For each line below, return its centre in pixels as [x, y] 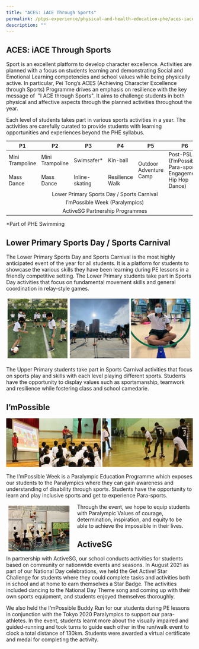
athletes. [17, 620]
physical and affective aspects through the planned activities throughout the [99, 102]
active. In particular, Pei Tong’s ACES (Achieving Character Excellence [92, 83]
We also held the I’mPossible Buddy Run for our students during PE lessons [98, 608]
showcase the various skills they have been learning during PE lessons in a [97, 270]
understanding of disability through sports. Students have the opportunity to [99, 489]
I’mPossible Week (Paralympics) [105, 203]
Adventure [151, 170]
